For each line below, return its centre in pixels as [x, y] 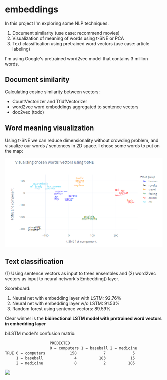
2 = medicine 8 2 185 [76, 363]
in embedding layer [26, 324]
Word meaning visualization [50, 128]
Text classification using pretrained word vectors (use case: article [81, 43]
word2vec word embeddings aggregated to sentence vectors [75, 107]
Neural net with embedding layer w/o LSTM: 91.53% [66, 303]
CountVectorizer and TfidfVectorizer [50, 101]
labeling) [21, 49]
